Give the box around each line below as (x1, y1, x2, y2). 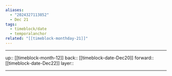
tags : (5, 21, 17, 27)
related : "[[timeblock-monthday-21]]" (5, 36, 88, 41)
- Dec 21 (10, 17, 29, 22)
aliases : (5, 7, 24, 13)
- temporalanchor (10, 31, 47, 36)
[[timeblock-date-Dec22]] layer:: (5, 60, 74, 66)
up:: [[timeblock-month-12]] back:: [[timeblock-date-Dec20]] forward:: (5, 55, 154, 61)
